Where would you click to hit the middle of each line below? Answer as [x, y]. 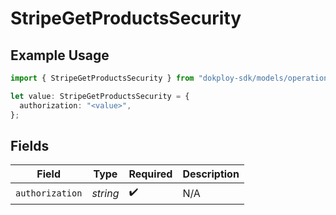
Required [150, 174]
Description [211, 174]
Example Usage [60, 55]
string [105, 193]
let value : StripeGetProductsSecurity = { [100, 96]
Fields [30, 145]
